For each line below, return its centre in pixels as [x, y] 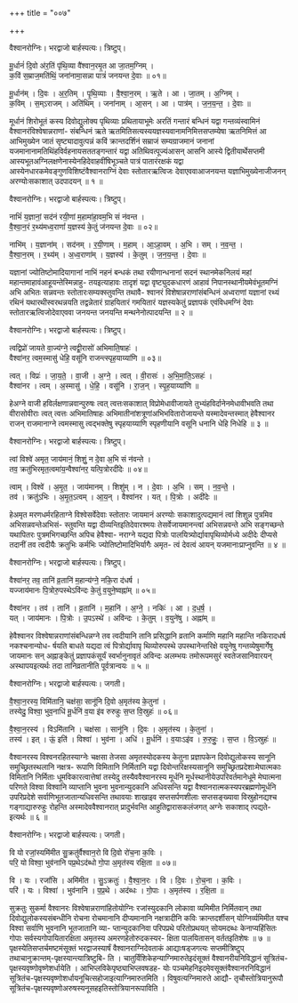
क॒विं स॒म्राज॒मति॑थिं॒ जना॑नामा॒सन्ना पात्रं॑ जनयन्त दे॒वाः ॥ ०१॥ [88, 76]
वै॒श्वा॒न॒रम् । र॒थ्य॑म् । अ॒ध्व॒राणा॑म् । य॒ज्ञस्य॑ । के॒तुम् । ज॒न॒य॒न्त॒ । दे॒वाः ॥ [108, 254]
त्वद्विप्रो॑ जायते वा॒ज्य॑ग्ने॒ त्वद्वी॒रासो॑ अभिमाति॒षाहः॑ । [74, 348]
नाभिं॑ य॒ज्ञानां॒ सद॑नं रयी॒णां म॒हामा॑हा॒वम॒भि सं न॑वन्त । [77, 217]
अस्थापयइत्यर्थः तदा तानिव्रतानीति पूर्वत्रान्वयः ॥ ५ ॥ [79, 666]
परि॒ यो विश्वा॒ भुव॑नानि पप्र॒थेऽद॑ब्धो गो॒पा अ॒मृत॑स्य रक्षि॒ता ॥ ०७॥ [93, 863]
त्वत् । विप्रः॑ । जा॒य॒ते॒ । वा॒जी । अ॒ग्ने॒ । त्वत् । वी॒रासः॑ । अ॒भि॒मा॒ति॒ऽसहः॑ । [111, 376]
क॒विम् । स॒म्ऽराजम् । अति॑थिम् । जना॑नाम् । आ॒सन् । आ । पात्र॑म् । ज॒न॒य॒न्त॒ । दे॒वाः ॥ [130, 103]
